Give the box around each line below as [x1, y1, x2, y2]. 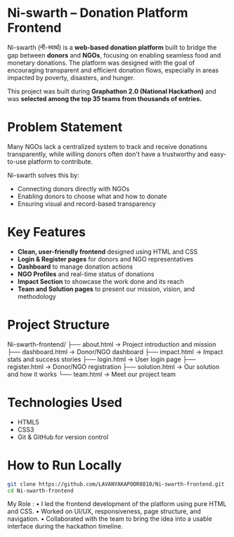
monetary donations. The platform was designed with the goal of [7, 58, 195, 67]
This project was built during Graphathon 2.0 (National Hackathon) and [7, 86, 216, 96]
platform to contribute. [27, 157, 93, 166]
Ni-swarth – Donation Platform [7, 5, 188, 21]
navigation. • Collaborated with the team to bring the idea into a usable [7, 515, 212, 523]
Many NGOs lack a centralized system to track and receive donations [7, 142, 207, 150]
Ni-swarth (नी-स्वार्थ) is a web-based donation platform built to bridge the [7, 43, 217, 51]
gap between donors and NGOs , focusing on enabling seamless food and [7, 51, 221, 59]
